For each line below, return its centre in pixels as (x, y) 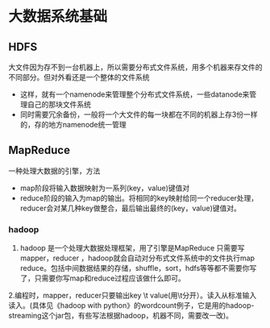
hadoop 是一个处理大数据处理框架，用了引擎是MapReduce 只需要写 (132, 248)
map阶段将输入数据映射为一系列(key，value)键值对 (105, 188)
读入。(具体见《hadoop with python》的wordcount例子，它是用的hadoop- (131, 305)
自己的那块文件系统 (59, 104)
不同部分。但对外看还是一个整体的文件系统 (79, 77)
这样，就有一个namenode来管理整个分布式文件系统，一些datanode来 (135, 94)
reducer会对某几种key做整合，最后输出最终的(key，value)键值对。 (131, 208)
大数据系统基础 (58, 17)
